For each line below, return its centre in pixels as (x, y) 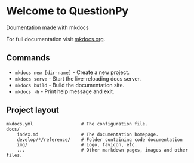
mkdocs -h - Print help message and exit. (64, 91)
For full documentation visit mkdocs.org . (56, 39)
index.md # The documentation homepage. (88, 134)
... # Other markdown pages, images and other (102, 150)
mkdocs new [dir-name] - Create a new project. (72, 72)
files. (14, 155)
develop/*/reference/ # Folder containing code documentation (100, 139)
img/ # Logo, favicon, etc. (77, 144)
